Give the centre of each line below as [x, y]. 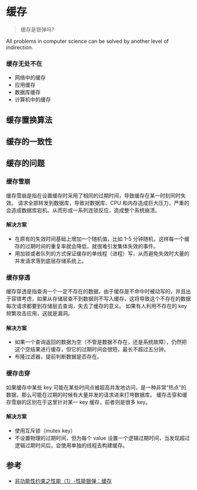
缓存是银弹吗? [37, 29]
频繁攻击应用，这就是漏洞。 [40, 313]
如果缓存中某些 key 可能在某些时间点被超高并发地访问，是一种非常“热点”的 [96, 387]
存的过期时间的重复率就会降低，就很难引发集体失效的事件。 [86, 246]
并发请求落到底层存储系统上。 [50, 261]
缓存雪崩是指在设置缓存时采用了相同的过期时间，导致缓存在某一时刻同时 [93, 195]
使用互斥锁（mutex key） [45, 430]
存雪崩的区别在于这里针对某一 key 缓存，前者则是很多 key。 [79, 402]
